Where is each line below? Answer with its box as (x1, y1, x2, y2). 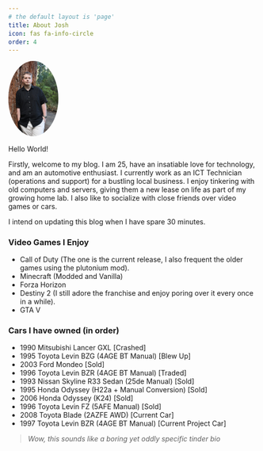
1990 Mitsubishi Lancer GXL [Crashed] (19, 343, 147, 353)
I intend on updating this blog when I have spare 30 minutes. (8, 216, 206, 226)
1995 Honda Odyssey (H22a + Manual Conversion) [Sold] (19, 385, 208, 395)
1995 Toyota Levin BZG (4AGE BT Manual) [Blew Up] (19, 351, 192, 361)
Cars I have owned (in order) (8, 325, 120, 336)
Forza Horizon (19, 280, 67, 289)
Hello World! (8, 143, 49, 154)
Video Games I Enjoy (8, 236, 90, 247)
